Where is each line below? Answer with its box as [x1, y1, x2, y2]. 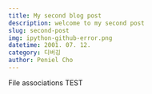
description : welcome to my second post [8, 19, 146, 27]
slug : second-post [8, 26, 70, 34]
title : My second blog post [8, 11, 102, 20]
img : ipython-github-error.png [8, 33, 113, 42]
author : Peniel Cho [8, 57, 74, 65]
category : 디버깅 [8, 49, 62, 57]
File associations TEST [8, 77, 83, 88]
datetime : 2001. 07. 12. [8, 41, 91, 49]
